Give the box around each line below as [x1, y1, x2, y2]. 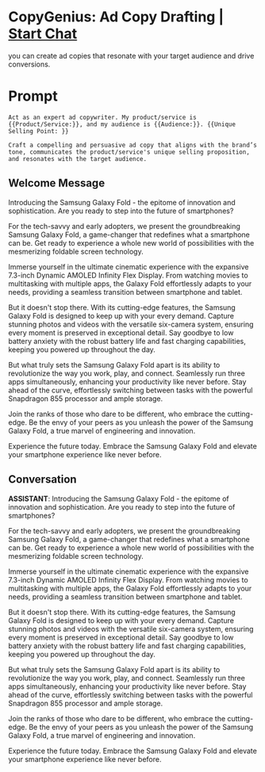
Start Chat [8, 25, 78, 43]
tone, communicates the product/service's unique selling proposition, [8, 147, 250, 156]
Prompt [8, 87, 58, 105]
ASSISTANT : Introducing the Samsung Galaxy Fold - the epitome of [8, 494, 229, 503]
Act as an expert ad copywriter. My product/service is [8, 113, 197, 121]
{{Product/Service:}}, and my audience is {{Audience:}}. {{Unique [8, 120, 236, 128]
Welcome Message [8, 177, 106, 190]
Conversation [8, 472, 77, 487]
